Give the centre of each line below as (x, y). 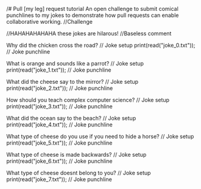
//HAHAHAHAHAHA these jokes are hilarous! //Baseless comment (89, 33)
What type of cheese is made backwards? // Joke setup (76, 155)
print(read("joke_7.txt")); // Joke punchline (59, 179)
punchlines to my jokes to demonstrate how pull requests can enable (93, 15)
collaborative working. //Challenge (50, 22)
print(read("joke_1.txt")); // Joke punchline (59, 70)
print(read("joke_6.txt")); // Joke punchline (59, 161)
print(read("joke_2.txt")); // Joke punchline (60, 88)
